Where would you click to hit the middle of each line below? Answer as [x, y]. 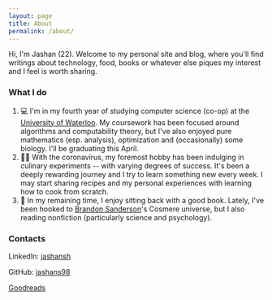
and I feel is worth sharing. [53, 72]
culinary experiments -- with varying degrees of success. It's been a [135, 165]
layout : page [30, 16]
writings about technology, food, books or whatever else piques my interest [135, 63]
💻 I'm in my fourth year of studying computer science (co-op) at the [135, 111]
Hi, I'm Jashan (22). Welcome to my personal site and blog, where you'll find [136, 54]
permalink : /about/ [41, 31]
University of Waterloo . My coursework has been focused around [130, 122]
